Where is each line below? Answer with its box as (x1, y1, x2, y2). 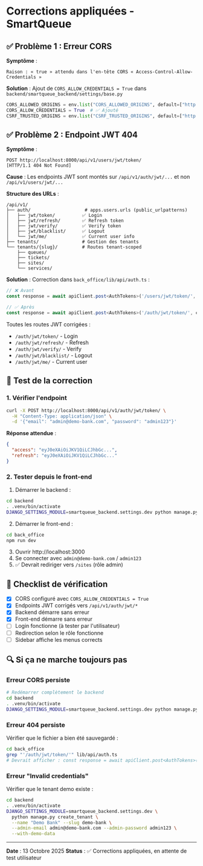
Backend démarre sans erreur (14, 609, 89, 616)
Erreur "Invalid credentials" (6, 772, 89, 780)
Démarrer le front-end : (14, 520, 74, 527)
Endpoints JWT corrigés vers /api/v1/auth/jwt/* (14, 602, 138, 609)
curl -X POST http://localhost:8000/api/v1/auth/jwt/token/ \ (6, 407, 166, 413)
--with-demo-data (11, 831, 56, 837)
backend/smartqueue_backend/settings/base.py (6, 91, 123, 97)
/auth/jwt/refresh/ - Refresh (14, 338, 89, 346)
